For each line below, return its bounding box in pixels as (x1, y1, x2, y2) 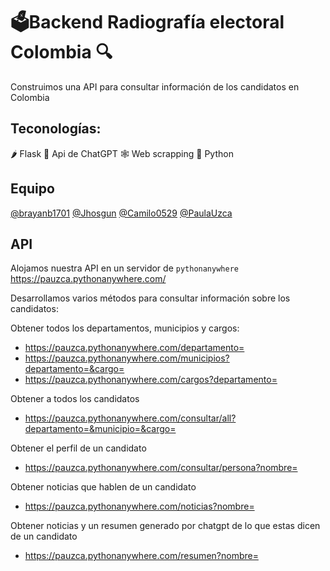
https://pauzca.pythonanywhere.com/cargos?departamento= (24, 374, 278, 386)
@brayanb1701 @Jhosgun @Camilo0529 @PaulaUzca (10, 207, 233, 219)
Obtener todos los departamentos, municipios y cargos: (10, 322, 240, 334)
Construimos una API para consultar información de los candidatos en (10, 80, 300, 93)
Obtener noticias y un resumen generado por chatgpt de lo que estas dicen (10, 520, 321, 532)
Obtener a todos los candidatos (10, 393, 140, 405)
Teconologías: (10, 120, 102, 138)
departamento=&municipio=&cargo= (24, 423, 177, 435)
